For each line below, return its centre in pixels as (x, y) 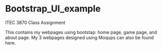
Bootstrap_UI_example (53, 9)
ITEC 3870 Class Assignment (35, 22)
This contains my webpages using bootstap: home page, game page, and (81, 32)
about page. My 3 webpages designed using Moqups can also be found (79, 37)
